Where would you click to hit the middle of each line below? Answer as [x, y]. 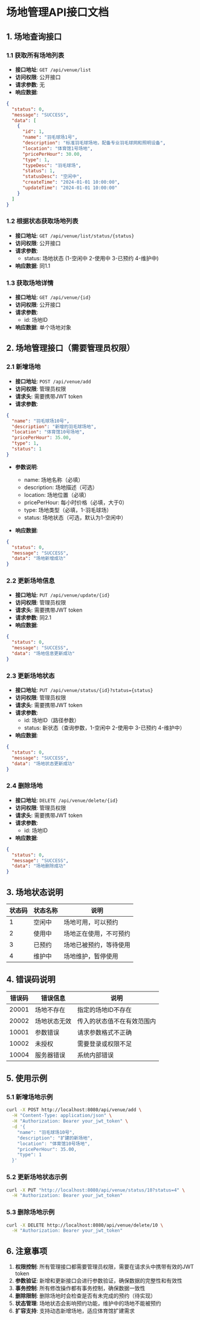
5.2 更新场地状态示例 [37, 1177]
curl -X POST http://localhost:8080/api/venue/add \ [74, 1110]
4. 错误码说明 [31, 980]
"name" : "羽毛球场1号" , [50, 137]
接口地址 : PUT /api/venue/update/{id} [62, 595]
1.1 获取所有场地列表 [35, 55]
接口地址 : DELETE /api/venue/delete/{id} [66, 800]
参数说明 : [26, 467]
